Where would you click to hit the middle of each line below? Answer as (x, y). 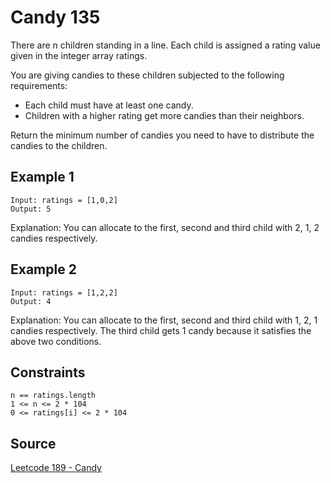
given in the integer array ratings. (79, 55)
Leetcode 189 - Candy (56, 468)
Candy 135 (55, 17)
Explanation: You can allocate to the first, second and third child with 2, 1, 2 (165, 227)
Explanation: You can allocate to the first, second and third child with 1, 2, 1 (164, 320)
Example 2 (43, 269)
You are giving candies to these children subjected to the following (147, 75)
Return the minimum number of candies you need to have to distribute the (162, 135)
